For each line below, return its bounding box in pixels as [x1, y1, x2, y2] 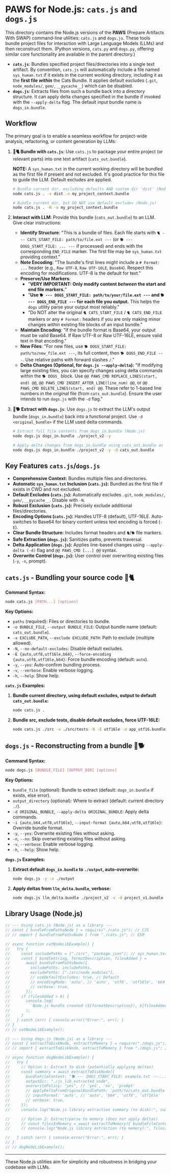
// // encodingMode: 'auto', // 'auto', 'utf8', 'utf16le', [5, 979, 154, 985]
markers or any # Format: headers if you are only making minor [27, 316, 161, 322]
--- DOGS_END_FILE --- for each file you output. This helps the [27, 299, 160, 305]
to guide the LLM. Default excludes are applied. [12, 176, 112, 182]
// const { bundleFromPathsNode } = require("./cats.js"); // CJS [5, 928, 149, 933]
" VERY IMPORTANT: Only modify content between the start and [27, 281, 166, 287]
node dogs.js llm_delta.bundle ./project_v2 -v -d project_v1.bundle [12, 895, 164, 900]
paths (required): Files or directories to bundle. [12, 618, 110, 625]
